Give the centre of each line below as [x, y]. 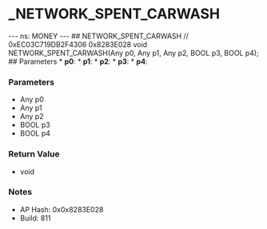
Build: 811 [35, 218]
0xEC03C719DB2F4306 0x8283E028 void [78, 44]
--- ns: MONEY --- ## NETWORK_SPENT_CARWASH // [99, 36]
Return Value [34, 154]
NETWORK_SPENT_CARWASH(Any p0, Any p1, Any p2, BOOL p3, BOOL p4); [134, 53]
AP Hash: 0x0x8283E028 [62, 209]
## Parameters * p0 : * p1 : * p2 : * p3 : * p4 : [78, 61]
